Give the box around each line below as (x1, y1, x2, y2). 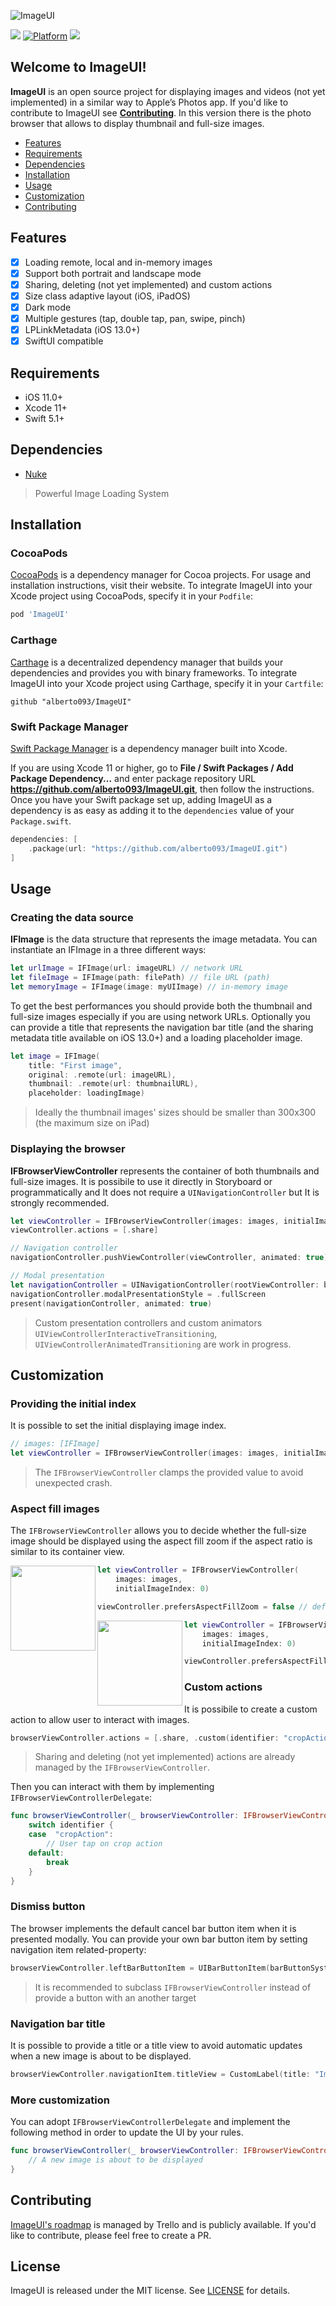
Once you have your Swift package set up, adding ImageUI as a (10, 793, 273, 805)
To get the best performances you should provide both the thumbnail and (10, 1000, 313, 1012)
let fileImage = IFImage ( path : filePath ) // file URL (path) (10, 973, 271, 983)
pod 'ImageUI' (10, 610, 70, 620)
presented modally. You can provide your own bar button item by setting (10, 1933, 308, 1945)
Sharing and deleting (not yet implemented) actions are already (34, 1751, 296, 1763)
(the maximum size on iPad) (34, 1117, 150, 1129)
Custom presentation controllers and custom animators (34, 1316, 263, 1329)
